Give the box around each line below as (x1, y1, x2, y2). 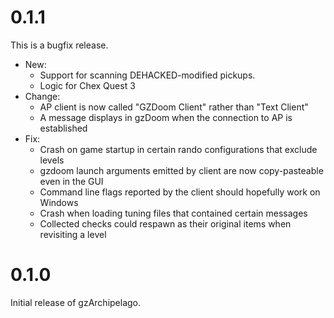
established (39, 122, 88, 134)
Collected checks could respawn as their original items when (39, 217, 292, 230)
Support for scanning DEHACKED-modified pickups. (39, 69, 256, 81)
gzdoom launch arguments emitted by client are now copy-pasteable (39, 164, 324, 176)
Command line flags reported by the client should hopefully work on (39, 186, 321, 198)
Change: (24, 90, 61, 102)
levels (39, 154, 65, 166)
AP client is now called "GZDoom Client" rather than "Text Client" (39, 101, 309, 113)
